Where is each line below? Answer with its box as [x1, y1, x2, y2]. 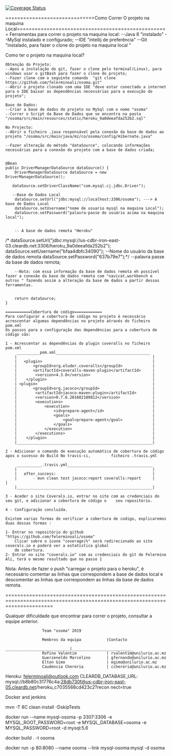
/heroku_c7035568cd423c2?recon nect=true [35, 684, 132, 690]
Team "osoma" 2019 [42, 628, 82, 633]
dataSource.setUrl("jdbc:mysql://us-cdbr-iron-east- [10, 237, 121, 243]
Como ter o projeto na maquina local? [5, 52, 85, 58]
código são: [5, 332, 31, 337]
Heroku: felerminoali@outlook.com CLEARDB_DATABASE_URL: [5, 673, 138, 679]
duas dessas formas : [5, 521, 52, 526]
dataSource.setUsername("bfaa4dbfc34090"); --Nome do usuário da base [5, 248, 164, 254]
